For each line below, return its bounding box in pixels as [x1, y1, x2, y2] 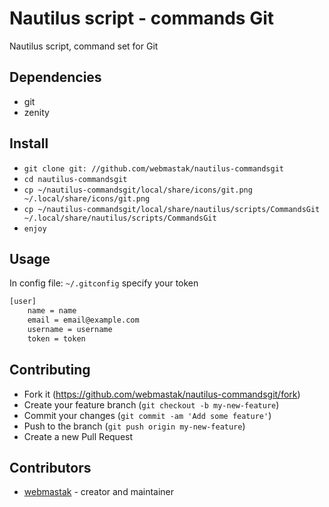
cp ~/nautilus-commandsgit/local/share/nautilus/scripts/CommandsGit [23, 204, 321, 214]
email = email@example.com [27, 315, 140, 326]
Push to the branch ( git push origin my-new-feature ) [23, 420, 246, 432]
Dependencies [9, 69, 102, 86]
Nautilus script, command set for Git [9, 40, 159, 52]
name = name [27, 306, 77, 316]
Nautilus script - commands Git [9, 7, 274, 30]
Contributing [9, 362, 91, 379]
